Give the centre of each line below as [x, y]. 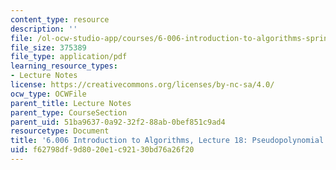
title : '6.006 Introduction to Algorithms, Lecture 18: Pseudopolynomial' [169, 141]
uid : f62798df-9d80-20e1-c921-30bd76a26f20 [102, 150]
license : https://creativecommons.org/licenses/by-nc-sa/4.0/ [142, 85]
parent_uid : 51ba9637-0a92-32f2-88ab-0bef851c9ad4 [118, 122]
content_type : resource [60, 19]
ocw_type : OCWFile [48, 94]
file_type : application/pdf [69, 57]
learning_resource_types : [64, 66]
